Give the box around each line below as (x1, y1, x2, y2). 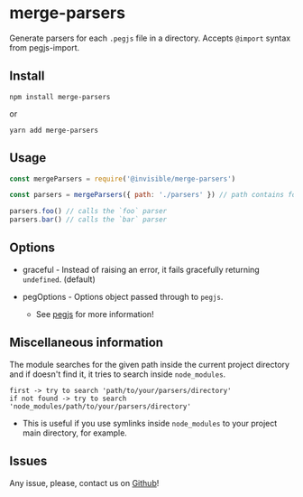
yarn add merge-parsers (9, 126, 99, 135)
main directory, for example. (22, 427, 128, 438)
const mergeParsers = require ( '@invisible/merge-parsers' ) (9, 174, 236, 183)
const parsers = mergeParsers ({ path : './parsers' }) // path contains (9, 191, 284, 200)
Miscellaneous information (9, 335, 164, 351)
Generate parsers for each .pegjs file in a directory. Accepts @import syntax (9, 33, 291, 43)
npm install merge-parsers (9, 92, 111, 101)
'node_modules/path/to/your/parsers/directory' (9, 401, 192, 411)
